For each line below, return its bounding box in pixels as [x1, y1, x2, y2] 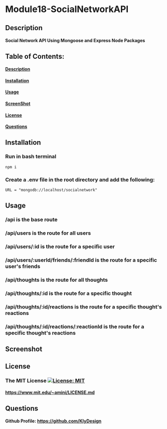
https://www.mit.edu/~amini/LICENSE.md [5, 389, 95, 395]
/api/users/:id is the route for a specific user [5, 243, 115, 250]
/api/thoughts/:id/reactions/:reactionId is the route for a [5, 323, 144, 330]
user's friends [5, 263, 41, 270]
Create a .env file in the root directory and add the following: [5, 176, 155, 183]
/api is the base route [5, 216, 58, 223]
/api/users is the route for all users [5, 230, 91, 237]
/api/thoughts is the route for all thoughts [5, 276, 108, 283]
